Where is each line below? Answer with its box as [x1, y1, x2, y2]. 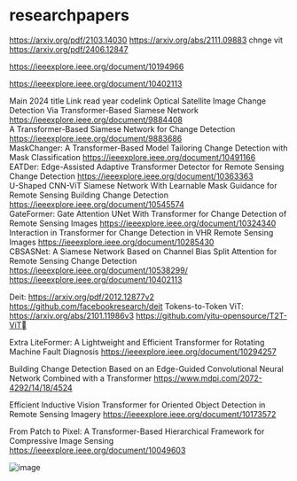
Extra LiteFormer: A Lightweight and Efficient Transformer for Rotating [9, 337, 265, 347]
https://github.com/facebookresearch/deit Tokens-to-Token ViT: [9, 300, 244, 311]
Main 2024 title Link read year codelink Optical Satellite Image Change [9, 95, 267, 106]
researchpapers [9, 5, 130, 26]
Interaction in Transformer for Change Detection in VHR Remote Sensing [9, 227, 274, 237]
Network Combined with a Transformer [9, 373, 152, 384]
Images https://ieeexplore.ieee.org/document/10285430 [9, 237, 215, 247]
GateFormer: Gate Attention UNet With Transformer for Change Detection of [9, 208, 287, 219]
